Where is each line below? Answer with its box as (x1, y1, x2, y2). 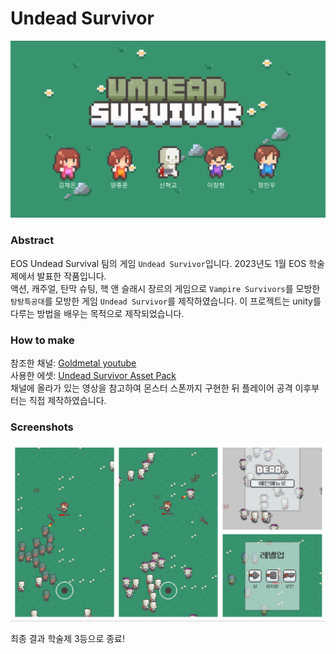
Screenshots (10, 420, 74, 434)
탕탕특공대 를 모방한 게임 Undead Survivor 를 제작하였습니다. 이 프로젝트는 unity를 (10, 295, 322, 307)
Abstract (10, 233, 55, 247)
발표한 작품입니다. (36, 270, 107, 282)
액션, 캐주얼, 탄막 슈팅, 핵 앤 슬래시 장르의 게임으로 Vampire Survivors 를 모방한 (10, 282, 321, 294)
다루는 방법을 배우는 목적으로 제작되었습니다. (10, 307, 185, 319)
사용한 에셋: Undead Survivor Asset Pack (10, 370, 177, 382)
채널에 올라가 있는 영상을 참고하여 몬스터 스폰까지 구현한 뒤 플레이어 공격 (10, 382, 293, 394)
